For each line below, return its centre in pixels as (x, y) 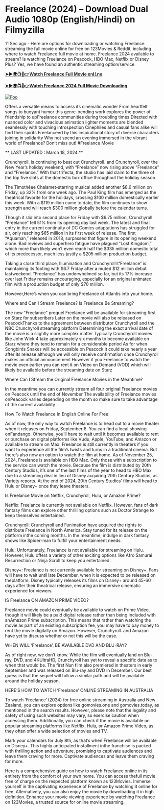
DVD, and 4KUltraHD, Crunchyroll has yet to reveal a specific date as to (86, 660)
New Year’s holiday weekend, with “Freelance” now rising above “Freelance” (82, 167)
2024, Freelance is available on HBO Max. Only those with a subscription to (81, 460)
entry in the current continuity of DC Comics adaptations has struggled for (80, 228)
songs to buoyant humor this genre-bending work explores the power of (78, 112)
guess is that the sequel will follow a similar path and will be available (75, 675)
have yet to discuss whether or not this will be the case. (61, 636)
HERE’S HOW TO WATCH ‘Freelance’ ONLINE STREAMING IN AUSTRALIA (79, 690)
